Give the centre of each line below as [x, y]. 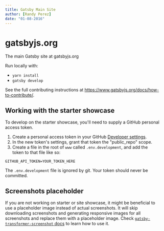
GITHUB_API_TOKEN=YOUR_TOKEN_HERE [40, 162]
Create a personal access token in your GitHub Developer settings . [79, 137]
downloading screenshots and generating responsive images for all [73, 213]
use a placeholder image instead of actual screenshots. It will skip [71, 208]
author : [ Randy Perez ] [28, 14]
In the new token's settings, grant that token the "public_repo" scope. [82, 142]
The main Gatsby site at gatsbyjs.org [42, 56]
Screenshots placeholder [45, 191]
